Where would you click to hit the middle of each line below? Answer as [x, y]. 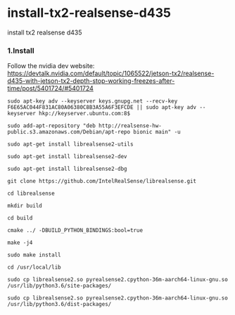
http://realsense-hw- [130, 126]
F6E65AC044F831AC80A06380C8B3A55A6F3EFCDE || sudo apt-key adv [102, 108]
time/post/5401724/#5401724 [50, 89]
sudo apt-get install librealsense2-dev [68, 157]
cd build [20, 218]
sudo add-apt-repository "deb [52, 126]
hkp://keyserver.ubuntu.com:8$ [84, 114]
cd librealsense [31, 194]
